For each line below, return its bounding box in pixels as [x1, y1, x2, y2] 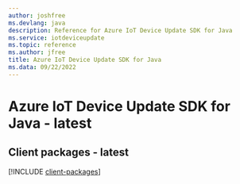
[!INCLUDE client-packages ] [8, 167, 101, 176]
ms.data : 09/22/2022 [8, 63, 77, 71]
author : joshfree [8, 11, 66, 20]
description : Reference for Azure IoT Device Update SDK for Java [8, 26, 233, 34]
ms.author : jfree [8, 48, 66, 56]
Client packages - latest [8, 146, 130, 159]
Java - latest [8, 114, 92, 132]
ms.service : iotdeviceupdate [8, 33, 105, 42]
